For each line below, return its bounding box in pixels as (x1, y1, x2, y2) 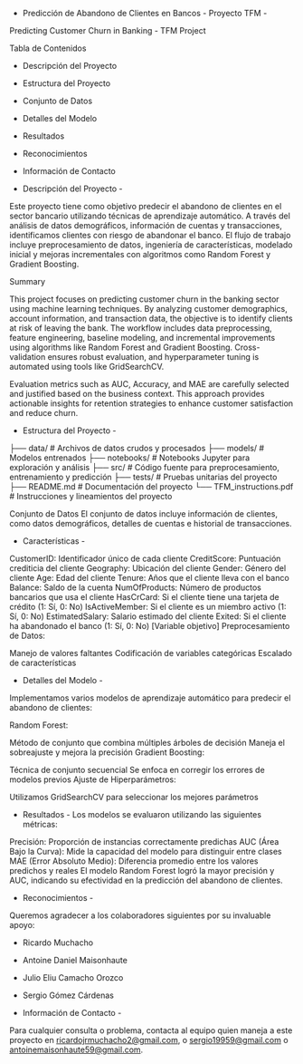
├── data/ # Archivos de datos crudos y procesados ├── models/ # (9, 443, 265, 453)
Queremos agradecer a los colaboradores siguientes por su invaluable (9, 910, 271, 921)
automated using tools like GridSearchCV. (9, 362, 165, 372)
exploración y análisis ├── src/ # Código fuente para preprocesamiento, (9, 462, 280, 472)
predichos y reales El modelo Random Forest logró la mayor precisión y (9, 866, 275, 875)
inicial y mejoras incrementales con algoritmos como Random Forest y (9, 249, 271, 259)
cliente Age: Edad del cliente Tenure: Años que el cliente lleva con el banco (9, 573, 289, 583)
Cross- (234, 342, 260, 353)
